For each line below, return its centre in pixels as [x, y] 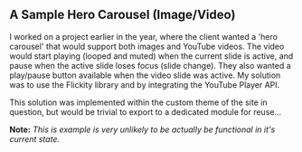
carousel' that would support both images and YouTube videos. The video [147, 46]
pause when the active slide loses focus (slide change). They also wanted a [150, 65]
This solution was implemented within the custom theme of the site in [139, 102]
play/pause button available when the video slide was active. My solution [145, 75]
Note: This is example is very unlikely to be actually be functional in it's [142, 129]
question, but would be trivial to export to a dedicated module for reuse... [146, 111]
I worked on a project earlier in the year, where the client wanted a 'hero [144, 36]
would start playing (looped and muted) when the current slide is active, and [151, 56]
